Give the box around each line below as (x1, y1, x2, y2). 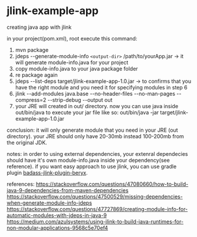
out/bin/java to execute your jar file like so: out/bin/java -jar (15, 109, 159, 116)
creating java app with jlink (6, 24, 72, 31)
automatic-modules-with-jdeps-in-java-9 (6, 212, 107, 219)
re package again (15, 71, 58, 78)
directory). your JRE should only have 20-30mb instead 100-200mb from (6, 132, 185, 139)
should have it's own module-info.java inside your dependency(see (6, 156, 170, 163)
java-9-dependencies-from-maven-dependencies (6, 186, 129, 193)
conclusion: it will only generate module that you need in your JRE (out (6, 126, 179, 133)
